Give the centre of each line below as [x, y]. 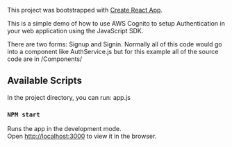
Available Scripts [44, 81]
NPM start [24, 114]
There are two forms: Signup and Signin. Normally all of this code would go [115, 44]
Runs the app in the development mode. [64, 129]
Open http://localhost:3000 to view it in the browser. [82, 136]
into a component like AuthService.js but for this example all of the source [113, 52]
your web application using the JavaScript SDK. [75, 31]
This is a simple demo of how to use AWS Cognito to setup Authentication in [116, 23]
